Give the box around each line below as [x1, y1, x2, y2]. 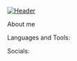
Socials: [7, 47, 30, 55]
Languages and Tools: [7, 33, 71, 42]
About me [7, 20, 35, 28]
